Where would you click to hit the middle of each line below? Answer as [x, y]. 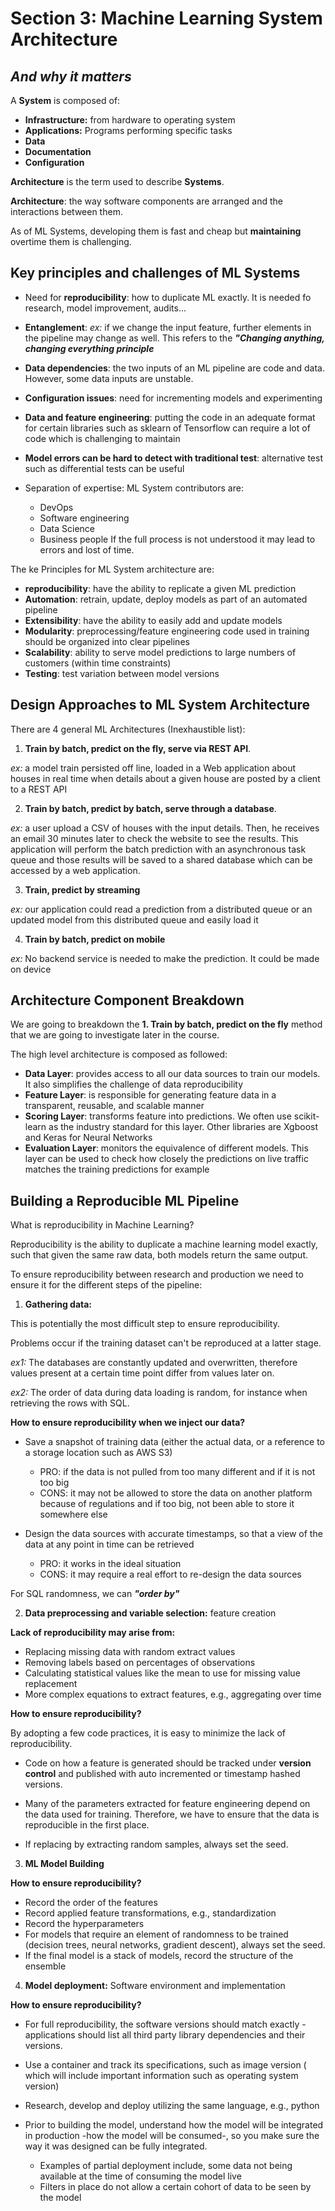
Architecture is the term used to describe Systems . [117, 181]
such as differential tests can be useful [104, 468]
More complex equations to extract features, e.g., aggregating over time [173, 1694]
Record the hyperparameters [84, 1924]
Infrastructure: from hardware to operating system [130, 120]
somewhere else [73, 1514]
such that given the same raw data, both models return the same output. [159, 1255]
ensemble [45, 1966]
